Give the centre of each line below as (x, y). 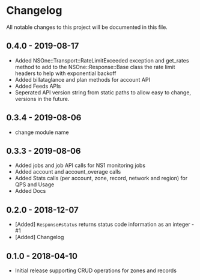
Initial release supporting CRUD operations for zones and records (96, 270)
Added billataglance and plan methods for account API (82, 79)
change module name (42, 132)
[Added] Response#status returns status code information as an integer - (105, 224)
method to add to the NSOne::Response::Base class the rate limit (95, 67)
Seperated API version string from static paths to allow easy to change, (103, 92)
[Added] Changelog (39, 237)
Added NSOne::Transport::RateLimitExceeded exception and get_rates (102, 60)
